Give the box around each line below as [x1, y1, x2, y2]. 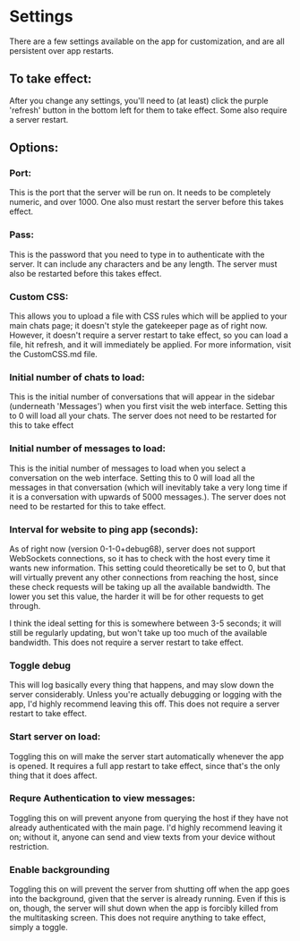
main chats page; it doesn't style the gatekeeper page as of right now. [9, 321, 268, 331]
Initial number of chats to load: [9, 371, 145, 383]
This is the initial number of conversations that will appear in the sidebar [9, 391, 275, 402]
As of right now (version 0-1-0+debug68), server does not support [9, 543, 256, 554]
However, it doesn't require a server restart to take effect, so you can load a [9, 329, 288, 341]
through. [9, 600, 41, 611]
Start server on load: [9, 731, 101, 743]
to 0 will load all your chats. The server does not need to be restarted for [9, 410, 278, 422]
